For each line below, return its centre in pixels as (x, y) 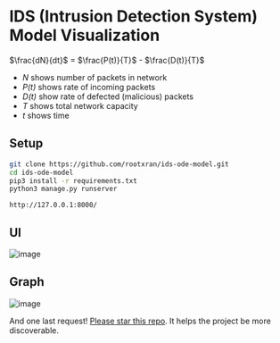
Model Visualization (85, 35)
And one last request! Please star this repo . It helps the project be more (140, 321)
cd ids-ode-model (41, 172)
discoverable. (34, 330)
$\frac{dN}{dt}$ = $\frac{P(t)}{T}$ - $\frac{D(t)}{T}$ (107, 60)
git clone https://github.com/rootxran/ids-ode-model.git (119, 164)
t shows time (45, 115)
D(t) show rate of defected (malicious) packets (108, 96)
